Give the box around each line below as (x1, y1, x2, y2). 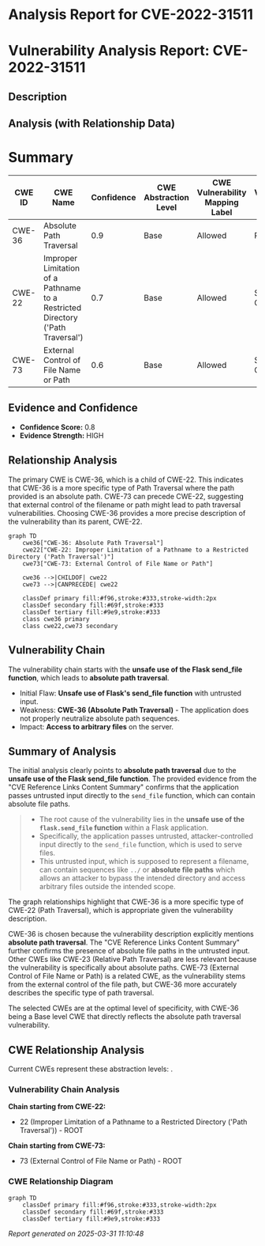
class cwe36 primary (22, 615, 90, 623)
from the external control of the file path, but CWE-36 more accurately (8, 979, 237, 990)
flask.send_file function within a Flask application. (39, 823, 209, 832)
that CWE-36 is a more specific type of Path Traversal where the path (8, 483, 235, 492)
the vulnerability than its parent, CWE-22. (8, 517, 143, 526)
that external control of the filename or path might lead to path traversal (8, 500, 241, 509)
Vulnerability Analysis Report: (8, 42, 211, 60)
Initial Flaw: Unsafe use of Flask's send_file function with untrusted (19, 688, 242, 698)
